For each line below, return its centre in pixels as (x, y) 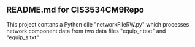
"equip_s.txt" (23, 37)
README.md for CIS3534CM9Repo (75, 10)
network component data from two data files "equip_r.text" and (86, 31)
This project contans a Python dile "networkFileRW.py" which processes (98, 24)
